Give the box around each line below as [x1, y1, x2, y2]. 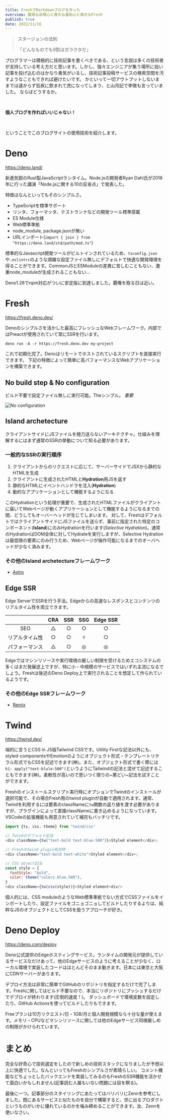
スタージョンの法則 [17, 36, 58, 42]
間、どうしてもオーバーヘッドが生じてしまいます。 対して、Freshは [5, 512, 145, 518]
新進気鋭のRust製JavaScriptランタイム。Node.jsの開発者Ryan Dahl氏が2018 [5, 175, 162, 181]
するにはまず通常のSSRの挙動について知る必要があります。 [9, 437, 132, 443]
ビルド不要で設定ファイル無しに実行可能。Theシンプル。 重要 [5, 392, 133, 398]
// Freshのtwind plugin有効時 [5, 847, 65, 852]
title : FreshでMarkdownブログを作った [5, 7, 80, 13]
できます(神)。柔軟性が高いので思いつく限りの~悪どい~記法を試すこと [14, 772, 160, 778]
